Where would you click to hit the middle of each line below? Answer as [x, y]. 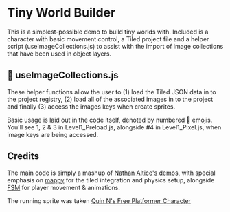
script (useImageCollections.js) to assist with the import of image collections [115, 46]
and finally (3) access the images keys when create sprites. [91, 106]
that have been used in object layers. [59, 54]
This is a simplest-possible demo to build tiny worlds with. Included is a [108, 32]
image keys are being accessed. [53, 134]
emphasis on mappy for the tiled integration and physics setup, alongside [111, 180]
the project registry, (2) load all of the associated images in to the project [110, 99]
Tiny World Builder [61, 13]
